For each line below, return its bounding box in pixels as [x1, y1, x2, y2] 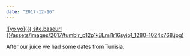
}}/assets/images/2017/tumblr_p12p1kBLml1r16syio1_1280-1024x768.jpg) [6, 31, 184, 39]
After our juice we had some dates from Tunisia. [6, 43, 125, 50]
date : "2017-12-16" [6, 8, 55, 15]
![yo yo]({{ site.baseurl [6, 25, 62, 32]
